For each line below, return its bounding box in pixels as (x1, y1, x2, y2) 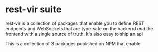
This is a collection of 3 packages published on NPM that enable (5, 40, 141, 46)
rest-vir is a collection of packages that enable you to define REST (5, 20, 144, 26)
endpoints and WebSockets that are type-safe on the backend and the (5, 25, 153, 31)
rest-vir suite (5, 4, 62, 15)
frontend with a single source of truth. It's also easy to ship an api (5, 31, 143, 37)
